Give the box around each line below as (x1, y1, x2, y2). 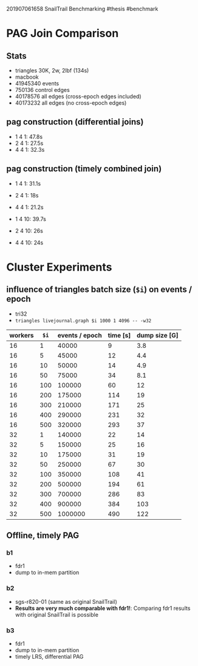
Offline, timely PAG (6, 530, 80, 541)
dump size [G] (136, 331, 179, 339)
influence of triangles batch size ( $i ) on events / (6, 285, 193, 295)
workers (9, 331, 34, 339)
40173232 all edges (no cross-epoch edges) (15, 99, 127, 106)
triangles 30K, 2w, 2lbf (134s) (15, 67, 89, 74)
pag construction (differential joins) (6, 117, 144, 127)
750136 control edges (15, 87, 70, 93)
